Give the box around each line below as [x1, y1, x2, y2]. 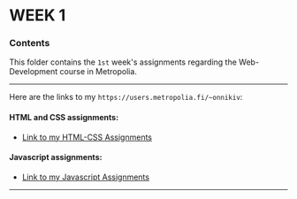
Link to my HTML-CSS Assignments [21, 132, 153, 142]
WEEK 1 [9, 5, 66, 26]
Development [9, 66, 58, 77]
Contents [9, 37, 50, 50]
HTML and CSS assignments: [9, 112, 119, 123]
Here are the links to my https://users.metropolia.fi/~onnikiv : [9, 92, 243, 103]
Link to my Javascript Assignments [21, 172, 150, 182]
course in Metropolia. [59, 66, 137, 77]
